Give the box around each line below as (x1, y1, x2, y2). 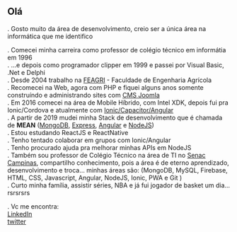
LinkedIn (7, 209, 33, 218)
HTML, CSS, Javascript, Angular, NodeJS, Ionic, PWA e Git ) (7, 173, 183, 182)
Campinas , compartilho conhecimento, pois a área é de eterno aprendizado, (7, 158, 230, 167)
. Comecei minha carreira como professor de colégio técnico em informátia (7, 45, 226, 54)
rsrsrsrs (7, 188, 30, 197)
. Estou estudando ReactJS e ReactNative (7, 128, 129, 137)
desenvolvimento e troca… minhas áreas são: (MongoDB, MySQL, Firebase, (7, 166, 228, 174)
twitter (7, 217, 27, 226)
